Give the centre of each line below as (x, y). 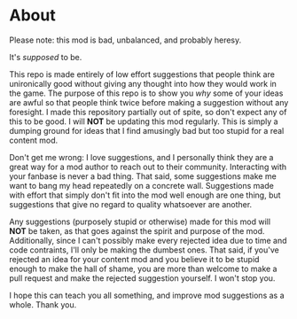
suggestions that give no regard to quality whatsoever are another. (131, 204)
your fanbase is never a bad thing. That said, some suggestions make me (143, 176)
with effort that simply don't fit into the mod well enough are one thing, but (145, 195)
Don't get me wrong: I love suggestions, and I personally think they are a (141, 157)
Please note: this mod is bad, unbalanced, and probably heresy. (125, 40)
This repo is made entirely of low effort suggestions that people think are (142, 74)
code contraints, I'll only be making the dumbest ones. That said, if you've (144, 250)
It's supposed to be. (46, 57)
